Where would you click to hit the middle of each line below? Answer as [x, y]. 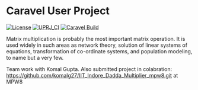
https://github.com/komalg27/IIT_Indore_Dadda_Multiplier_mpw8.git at [92, 75]
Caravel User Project [58, 11]
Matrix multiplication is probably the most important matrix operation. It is [96, 38]
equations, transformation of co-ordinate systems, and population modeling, [99, 51]
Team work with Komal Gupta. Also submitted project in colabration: [89, 69]
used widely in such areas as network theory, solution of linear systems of [97, 45]
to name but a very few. [35, 57]
